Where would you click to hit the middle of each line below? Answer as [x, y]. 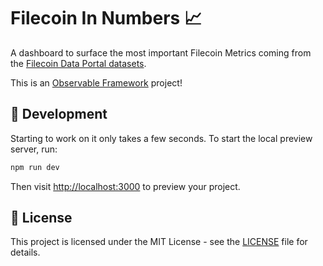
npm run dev [35, 167]
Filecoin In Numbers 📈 [106, 18]
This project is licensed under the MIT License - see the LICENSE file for [159, 242]
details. [25, 252]
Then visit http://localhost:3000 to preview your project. [125, 186]
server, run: [34, 149]
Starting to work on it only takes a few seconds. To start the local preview [161, 138]
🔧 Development [59, 114]
